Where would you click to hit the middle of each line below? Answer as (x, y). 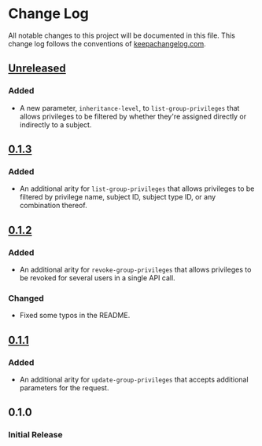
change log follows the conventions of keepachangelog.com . (107, 43)
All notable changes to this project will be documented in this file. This (122, 35)
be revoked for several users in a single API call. (97, 278)
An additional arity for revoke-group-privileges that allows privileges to (135, 269)
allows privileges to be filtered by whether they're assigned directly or (133, 116)
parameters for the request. (64, 388)
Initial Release (35, 435)
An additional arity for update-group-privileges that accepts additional (134, 379)
